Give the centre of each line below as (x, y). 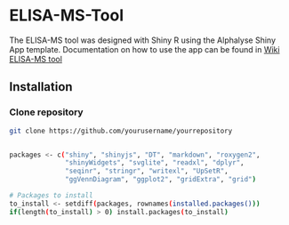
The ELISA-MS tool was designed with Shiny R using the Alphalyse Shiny (143, 40)
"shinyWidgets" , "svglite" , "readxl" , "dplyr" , (155, 163)
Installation (41, 87)
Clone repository (46, 112)
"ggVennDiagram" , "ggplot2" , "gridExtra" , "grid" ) (161, 180)
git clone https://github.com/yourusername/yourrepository (121, 131)
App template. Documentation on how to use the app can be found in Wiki (144, 49)
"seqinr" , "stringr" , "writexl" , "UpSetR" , (147, 171)
